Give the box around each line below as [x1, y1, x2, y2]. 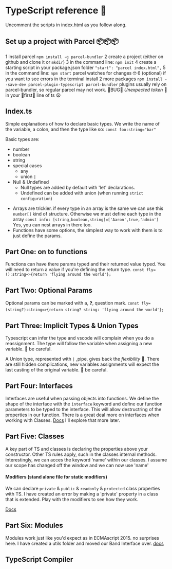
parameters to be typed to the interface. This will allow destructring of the [5, 406, 162, 412]
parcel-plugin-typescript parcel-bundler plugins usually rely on [28, 81, 167, 87]
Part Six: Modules [5, 521, 63, 530]
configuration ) [20, 195, 52, 201]
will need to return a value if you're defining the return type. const [5, 266, 145, 273]
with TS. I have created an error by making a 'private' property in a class [5, 491, 158, 497]
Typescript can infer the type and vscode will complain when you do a [5, 335, 154, 341]
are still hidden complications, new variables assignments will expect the [5, 361, 159, 367]
